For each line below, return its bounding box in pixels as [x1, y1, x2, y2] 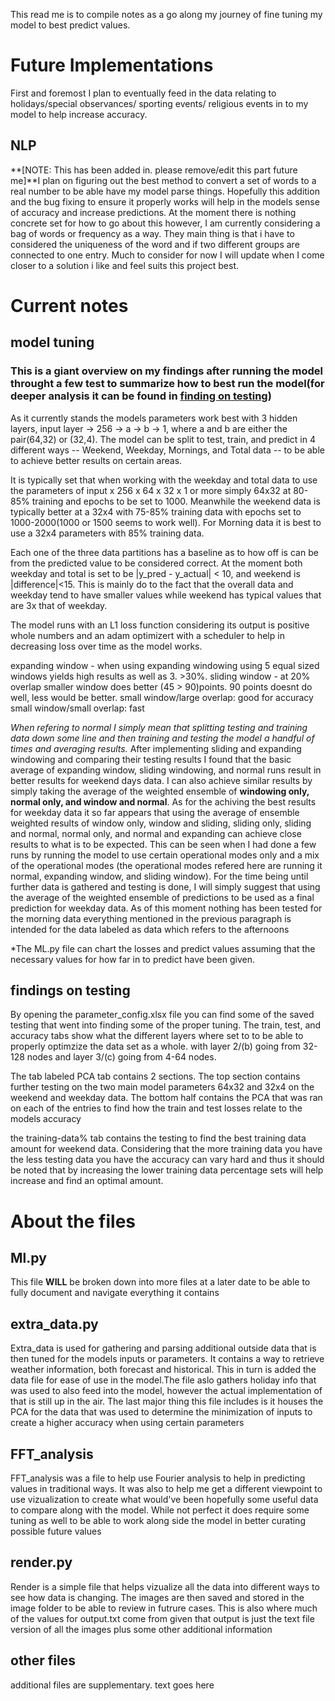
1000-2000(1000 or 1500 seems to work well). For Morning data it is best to [10, 516, 322, 528]
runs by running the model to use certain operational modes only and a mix [10, 849, 320, 861]
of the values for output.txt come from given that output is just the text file [10, 1612, 315, 1624]
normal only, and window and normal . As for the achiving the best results [10, 795, 317, 808]
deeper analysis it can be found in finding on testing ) [10, 389, 272, 403]
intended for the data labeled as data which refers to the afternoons [10, 923, 290, 935]
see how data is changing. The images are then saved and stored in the [10, 1591, 305, 1603]
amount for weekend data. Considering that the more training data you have [10, 1143, 323, 1155]
